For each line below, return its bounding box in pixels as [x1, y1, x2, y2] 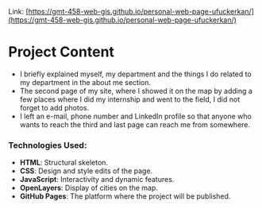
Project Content [8, 43, 115, 61]
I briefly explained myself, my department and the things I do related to [19, 69, 252, 79]
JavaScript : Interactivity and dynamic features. [19, 175, 175, 184]
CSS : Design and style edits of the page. [19, 166, 153, 176]
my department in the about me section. [19, 77, 152, 87]
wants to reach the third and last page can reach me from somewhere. [19, 119, 251, 130]
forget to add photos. [19, 103, 90, 112]
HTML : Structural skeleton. [19, 158, 109, 168]
